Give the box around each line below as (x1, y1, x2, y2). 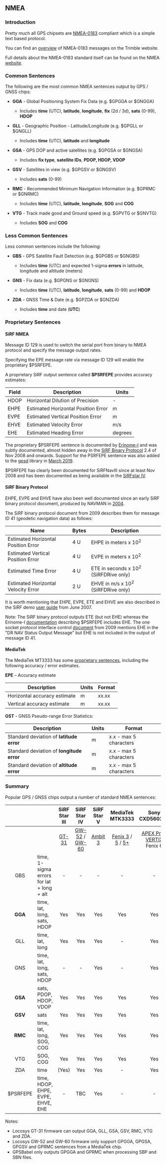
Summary (5, 783, 30, 790)
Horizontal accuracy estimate (7, 693, 76, 699)
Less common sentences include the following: (5, 243, 101, 249)
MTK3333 (110, 815, 134, 822)
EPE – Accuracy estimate (5, 672, 56, 678)
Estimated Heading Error (26, 429, 84, 436)
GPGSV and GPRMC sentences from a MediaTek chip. (12, 1144, 123, 1150)
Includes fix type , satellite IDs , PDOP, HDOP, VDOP (19, 157, 125, 163)
